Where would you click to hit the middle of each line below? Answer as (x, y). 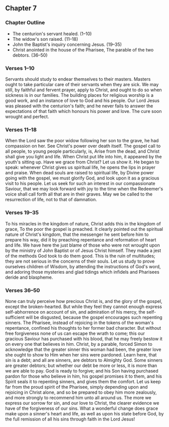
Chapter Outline (25, 23)
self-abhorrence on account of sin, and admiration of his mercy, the (75, 312)
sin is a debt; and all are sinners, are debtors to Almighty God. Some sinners (84, 360)
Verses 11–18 (21, 130)
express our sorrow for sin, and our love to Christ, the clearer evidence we (82, 403)
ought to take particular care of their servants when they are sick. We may (82, 84)
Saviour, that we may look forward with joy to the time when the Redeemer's (84, 189)
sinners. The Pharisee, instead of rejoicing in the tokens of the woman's (79, 323)
